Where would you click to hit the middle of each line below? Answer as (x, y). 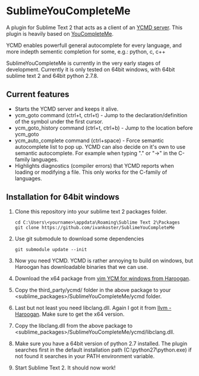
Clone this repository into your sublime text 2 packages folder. (91, 211)
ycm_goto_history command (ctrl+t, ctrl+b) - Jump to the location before (104, 128)
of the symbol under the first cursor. (59, 121)
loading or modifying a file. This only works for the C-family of (91, 172)
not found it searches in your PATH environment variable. (85, 356)
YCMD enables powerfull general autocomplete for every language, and (94, 45)
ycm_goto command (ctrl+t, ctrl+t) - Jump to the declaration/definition (101, 115)
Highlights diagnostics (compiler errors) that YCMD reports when (94, 165)
